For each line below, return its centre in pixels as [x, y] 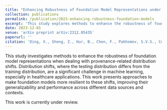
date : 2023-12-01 [23, 28]
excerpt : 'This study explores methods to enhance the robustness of [79, 23]
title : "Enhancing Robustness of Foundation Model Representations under [83, 10]
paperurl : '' [19, 37]
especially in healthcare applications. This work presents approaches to [79, 76]
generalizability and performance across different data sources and [74, 87]
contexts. [15, 92]
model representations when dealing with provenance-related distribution [81, 61]
